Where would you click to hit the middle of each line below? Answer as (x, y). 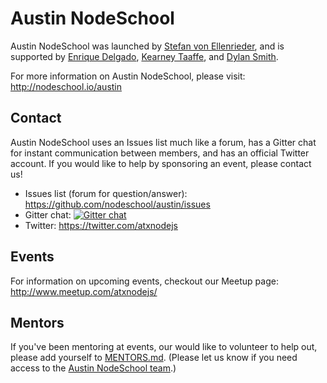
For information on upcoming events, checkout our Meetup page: (144, 281)
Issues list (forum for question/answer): (106, 193)
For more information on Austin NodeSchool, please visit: (128, 76)
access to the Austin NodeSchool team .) (93, 368)
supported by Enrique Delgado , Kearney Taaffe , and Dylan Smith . (144, 56)
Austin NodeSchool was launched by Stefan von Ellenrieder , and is (147, 46)
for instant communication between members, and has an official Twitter (160, 153)
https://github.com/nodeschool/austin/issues (117, 204)
